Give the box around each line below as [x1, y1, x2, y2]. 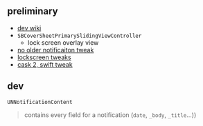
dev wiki [17, 23, 42, 32]
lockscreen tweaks [17, 53, 71, 61]
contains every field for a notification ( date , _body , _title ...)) [24, 110, 197, 119]
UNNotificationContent [7, 98, 73, 105]
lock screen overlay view [27, 38, 99, 47]
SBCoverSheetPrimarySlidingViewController [17, 32, 142, 39]
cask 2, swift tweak [17, 60, 73, 68]
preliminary [7, 6, 58, 17]
